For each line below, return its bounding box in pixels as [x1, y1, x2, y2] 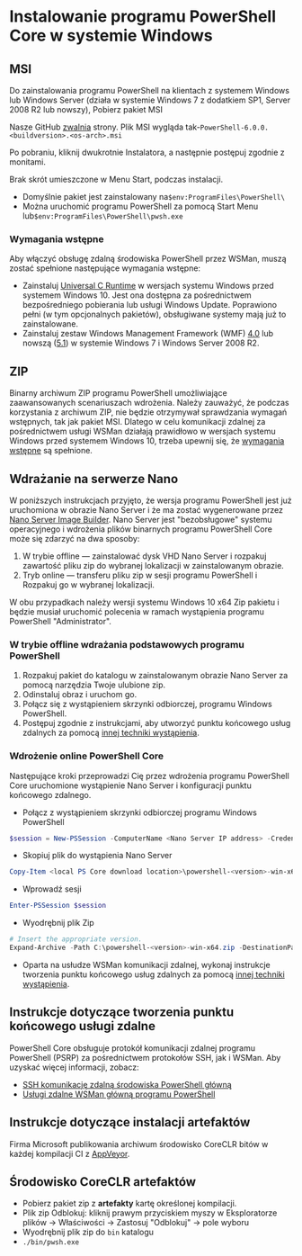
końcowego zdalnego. [9, 789, 92, 800]
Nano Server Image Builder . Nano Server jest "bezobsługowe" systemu [9, 514, 272, 525]
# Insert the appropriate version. [9, 935, 143, 944]
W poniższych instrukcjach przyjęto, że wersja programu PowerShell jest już [9, 495, 292, 506]
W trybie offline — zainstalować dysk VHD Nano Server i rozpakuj [22, 551, 267, 561]
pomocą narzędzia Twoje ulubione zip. [22, 679, 166, 690]
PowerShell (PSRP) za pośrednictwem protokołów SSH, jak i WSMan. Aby [9, 1052, 281, 1063]
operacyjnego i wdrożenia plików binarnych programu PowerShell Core [9, 524, 272, 534]
